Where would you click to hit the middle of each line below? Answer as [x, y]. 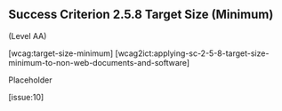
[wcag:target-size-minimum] [61, 53]
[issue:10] [26, 97]
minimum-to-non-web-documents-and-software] [99, 62]
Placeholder [30, 80]
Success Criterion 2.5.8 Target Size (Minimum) [141, 15]
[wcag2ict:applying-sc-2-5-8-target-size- [192, 53]
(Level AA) [28, 36]
